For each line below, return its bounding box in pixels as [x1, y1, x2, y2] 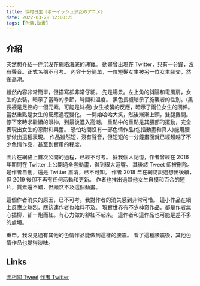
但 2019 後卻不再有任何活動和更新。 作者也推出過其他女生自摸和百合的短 [6, 176, 186, 183]
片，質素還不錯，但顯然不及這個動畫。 [6, 183, 101, 191]
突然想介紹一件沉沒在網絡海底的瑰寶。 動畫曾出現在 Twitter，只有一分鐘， [6, 61, 189, 68]
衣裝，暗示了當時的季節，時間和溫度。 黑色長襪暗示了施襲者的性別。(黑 [16, 96, 193, 103]
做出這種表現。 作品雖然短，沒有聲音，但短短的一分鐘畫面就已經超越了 [11, 133, 186, 141]
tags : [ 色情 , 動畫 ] [6, 20, 49, 26]
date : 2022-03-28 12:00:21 [6, 14, 74, 20]
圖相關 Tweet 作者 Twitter [6, 273, 69, 281]
